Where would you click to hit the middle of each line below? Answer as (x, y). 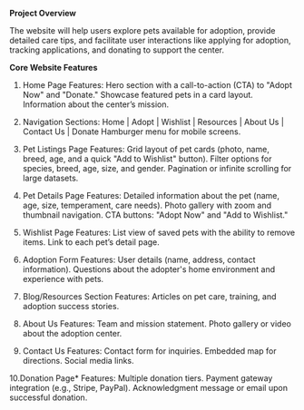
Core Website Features (54, 68)
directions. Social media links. (78, 361)
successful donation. (49, 397)
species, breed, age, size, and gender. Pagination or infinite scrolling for (157, 168)
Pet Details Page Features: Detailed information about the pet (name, (151, 195)
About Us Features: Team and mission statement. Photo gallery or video (157, 324)
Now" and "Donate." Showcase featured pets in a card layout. (138, 95)
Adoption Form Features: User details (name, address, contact (139, 259)
